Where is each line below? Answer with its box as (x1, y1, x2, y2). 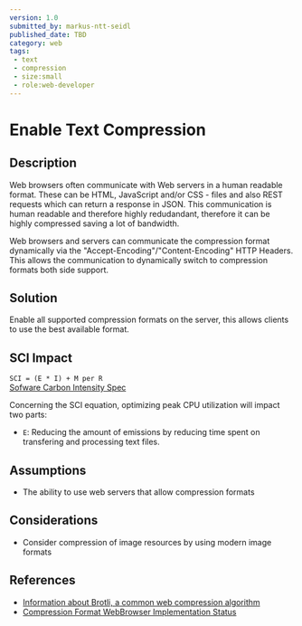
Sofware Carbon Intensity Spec (9, 382, 127, 394)
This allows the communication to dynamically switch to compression (9, 254, 269, 265)
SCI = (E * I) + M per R (9, 375, 103, 384)
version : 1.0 (9, 13, 59, 23)
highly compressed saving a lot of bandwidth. (9, 218, 180, 229)
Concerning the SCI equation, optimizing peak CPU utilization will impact (9, 400, 280, 411)
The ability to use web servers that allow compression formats (22, 487, 255, 498)
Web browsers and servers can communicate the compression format (9, 235, 270, 246)
